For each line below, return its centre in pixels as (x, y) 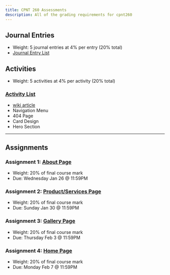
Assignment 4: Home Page (39, 251)
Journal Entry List (31, 53)
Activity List (20, 94)
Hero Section (26, 127)
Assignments (27, 147)
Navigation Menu (30, 111)
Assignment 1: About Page (38, 162)
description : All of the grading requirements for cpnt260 (69, 15)
